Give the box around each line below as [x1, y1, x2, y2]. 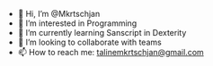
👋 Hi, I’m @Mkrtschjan [17, 9, 101, 19]
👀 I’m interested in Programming [17, 18, 138, 29]
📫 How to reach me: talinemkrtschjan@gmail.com [17, 47, 204, 57]
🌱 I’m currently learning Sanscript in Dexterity [17, 28, 187, 37]
